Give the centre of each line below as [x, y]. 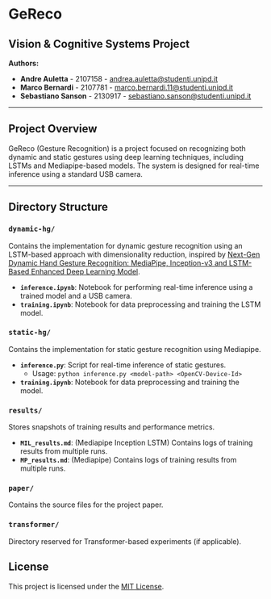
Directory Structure [58, 207]
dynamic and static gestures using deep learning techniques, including [126, 157]
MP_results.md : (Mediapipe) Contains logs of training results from [128, 460]
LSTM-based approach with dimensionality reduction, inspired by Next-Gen [134, 254]
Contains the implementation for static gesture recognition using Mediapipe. [135, 349]
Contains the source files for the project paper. [86, 505]
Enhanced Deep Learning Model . [86, 271]
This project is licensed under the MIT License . [86, 586]
